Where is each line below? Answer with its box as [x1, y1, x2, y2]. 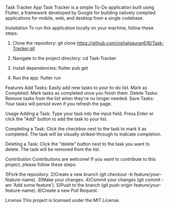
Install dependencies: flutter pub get [12, 65, 88, 71]
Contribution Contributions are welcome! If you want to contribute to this [5, 156, 156, 162]
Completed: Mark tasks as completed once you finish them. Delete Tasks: [5, 90, 158, 96]
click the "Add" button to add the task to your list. [5, 116, 107, 122]
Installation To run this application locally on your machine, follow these [5, 25, 154, 31]
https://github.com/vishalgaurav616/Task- [76, 40, 164, 46]
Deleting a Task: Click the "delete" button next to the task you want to [5, 141, 150, 147]
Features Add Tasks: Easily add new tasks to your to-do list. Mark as [5, 85, 148, 91]
